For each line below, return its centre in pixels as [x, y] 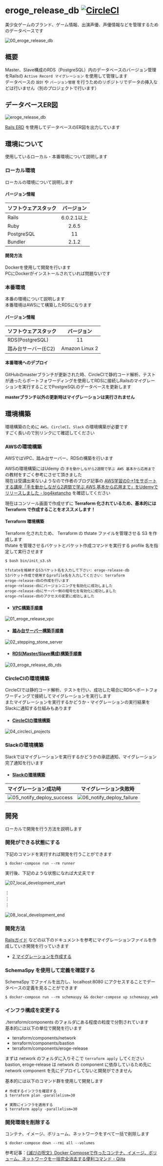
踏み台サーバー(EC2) [31, 348]
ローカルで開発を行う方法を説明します [43, 828]
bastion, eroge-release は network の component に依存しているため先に [78, 1064]
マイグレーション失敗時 [108, 789]
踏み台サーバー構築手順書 [38, 631]
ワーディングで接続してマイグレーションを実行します [58, 696]
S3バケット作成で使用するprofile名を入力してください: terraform [65, 576]
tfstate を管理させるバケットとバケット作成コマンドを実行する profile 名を [80, 546]
